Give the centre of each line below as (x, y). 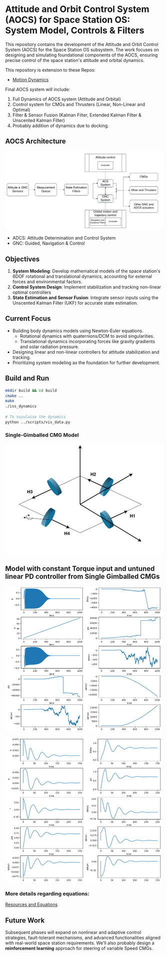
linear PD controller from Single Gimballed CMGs (82, 577)
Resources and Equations (31, 904)
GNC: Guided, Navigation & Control (48, 243)
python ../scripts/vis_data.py (38, 422)
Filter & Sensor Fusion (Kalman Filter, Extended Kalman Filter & (77, 115)
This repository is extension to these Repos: (50, 70)
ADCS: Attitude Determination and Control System (64, 238)
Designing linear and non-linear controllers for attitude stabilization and (86, 352)
